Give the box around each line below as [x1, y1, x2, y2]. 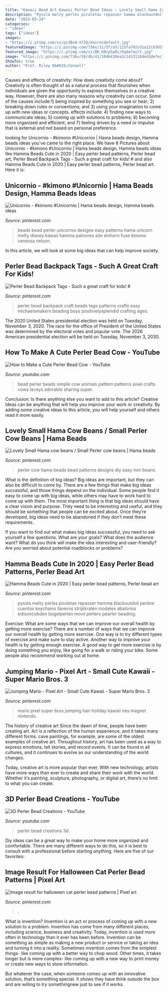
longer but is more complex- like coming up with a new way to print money [5, 955, 159, 961]
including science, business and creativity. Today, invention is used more [5, 929, 156, 935]
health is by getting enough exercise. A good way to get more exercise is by [5, 642, 161, 648]
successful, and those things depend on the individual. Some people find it [5, 487, 159, 493]
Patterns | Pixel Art [5, 876, 65, 884]
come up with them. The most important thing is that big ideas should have [5, 498, 159, 504]
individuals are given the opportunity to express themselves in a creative [5, 88, 155, 94]
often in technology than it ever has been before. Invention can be [5, 934, 141, 940]
